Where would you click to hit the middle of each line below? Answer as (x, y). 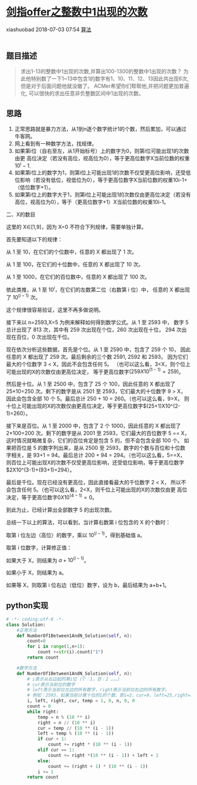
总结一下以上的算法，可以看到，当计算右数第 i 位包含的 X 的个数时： (89, 522)
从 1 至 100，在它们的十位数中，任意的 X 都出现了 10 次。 (75, 264)
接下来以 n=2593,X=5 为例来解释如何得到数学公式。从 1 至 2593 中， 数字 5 (97, 322)
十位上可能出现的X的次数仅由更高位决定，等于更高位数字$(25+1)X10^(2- (93, 406)
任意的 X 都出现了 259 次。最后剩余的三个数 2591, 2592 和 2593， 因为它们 (97, 356)
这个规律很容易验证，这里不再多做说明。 (55, 309)
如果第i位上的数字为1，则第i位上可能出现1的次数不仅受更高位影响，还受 (100, 173)
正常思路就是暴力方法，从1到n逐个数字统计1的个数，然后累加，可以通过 (100, 129)
